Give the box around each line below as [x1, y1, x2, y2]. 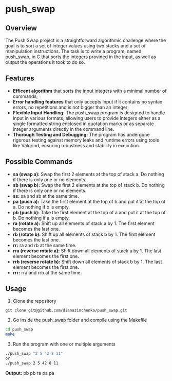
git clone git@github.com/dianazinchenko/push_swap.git [5, 308, 127, 313]
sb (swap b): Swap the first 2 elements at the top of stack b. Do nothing [12, 182, 165, 188]
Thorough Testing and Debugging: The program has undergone [12, 131, 150, 137]
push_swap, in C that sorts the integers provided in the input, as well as [5, 54, 157, 60]
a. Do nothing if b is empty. [12, 204, 70, 210]
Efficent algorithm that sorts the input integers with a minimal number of [12, 88, 167, 94]
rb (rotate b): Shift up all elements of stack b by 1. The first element [12, 231, 156, 237]
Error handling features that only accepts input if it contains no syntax [12, 98, 163, 105]
